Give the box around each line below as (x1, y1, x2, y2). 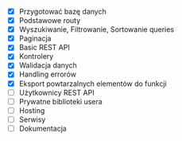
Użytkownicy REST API (18, 88, 95, 97)
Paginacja (18, 33, 52, 43)
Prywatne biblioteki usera (18, 96, 103, 106)
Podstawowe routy (18, 16, 81, 25)
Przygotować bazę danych (18, 7, 106, 16)
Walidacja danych (18, 61, 77, 70)
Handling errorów (18, 69, 77, 79)
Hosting (18, 105, 45, 115)
